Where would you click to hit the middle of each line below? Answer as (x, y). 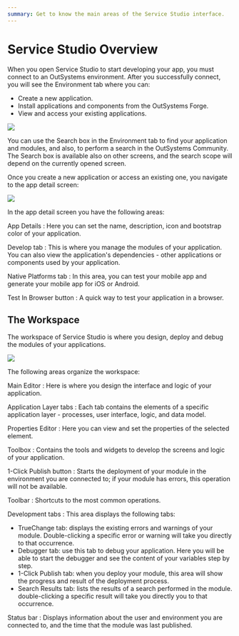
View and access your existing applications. (82, 113)
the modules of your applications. (57, 345)
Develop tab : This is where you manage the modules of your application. (115, 247)
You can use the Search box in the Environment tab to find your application (117, 141)
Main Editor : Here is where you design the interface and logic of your (110, 385)
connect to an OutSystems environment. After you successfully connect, (114, 76)
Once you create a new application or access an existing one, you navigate (118, 177)
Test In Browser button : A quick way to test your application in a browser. (116, 298)
